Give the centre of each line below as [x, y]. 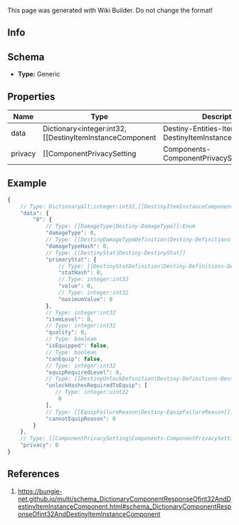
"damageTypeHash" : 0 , [78, 246]
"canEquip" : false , [74, 359]
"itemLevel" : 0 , [69, 319]
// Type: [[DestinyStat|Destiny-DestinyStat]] [116, 253]
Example [27, 184]
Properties [31, 97]
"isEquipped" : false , [78, 346]
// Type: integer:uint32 [92, 392]
